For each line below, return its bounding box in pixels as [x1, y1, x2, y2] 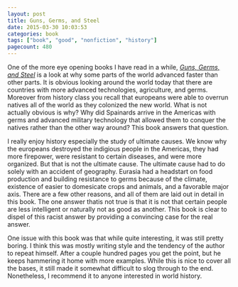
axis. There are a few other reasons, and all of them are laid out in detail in [7, 190, 225, 198]
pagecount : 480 [7, 43, 53, 50]
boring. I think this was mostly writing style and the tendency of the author [7, 242, 225, 249]
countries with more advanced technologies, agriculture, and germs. [7, 86, 208, 94]
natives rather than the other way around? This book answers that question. [7, 124, 229, 131]
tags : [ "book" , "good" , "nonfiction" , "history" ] [7, 37, 158, 44]
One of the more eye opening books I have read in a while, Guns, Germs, [7, 63, 220, 71]
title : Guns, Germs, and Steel [7, 17, 100, 24]
